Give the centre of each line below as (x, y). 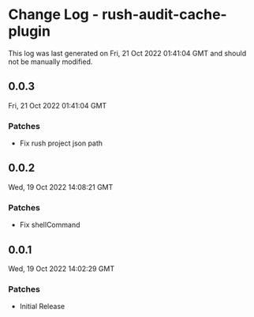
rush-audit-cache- (164, 15)
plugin (30, 31)
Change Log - (54, 15)
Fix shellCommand (50, 225)
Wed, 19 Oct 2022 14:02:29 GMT (62, 268)
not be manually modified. (50, 62)
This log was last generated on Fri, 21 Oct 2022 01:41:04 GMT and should (127, 53)
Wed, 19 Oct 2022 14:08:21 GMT (61, 187)
